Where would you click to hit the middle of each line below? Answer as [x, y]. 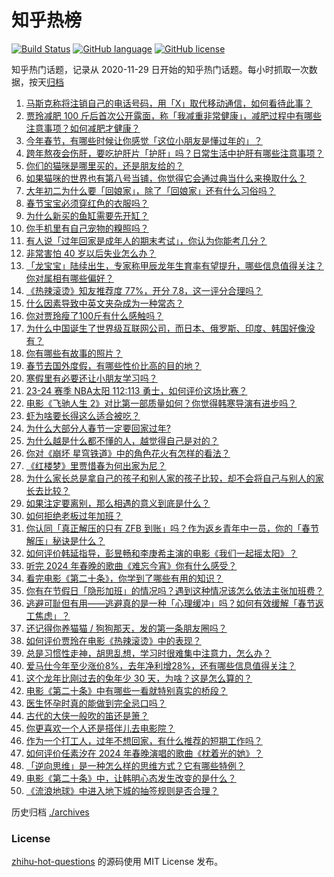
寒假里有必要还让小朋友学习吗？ [91, 378]
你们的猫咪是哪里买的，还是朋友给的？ [104, 165]
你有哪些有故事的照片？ [74, 353]
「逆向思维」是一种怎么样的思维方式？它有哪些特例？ [135, 765]
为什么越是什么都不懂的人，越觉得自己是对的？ [122, 440]
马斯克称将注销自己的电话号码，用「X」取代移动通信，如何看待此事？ [169, 103]
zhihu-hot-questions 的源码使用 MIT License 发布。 [117, 862]
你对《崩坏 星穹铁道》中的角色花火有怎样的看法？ [128, 453]
